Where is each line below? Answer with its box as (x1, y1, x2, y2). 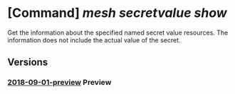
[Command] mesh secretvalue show (7, 5, 227, 21)
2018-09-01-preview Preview (7, 78, 112, 88)
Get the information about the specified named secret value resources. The (7, 28, 229, 37)
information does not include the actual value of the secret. (7, 35, 181, 44)
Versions (7, 57, 48, 69)
